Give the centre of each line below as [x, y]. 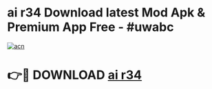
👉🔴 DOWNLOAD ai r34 [75, 75]
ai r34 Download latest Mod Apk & [106, 13]
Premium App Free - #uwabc [91, 27]
